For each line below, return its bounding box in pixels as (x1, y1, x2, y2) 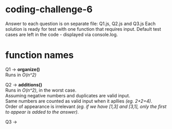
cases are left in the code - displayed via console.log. (5, 31, 118, 37)
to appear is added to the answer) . (5, 109, 79, 115)
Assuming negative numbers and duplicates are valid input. (5, 92, 131, 98)
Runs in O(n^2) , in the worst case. (5, 87, 77, 93)
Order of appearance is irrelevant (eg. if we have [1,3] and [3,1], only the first (5, 103, 167, 110)
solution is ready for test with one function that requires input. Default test (5, 26, 161, 32)
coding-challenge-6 (5, 4, 93, 15)
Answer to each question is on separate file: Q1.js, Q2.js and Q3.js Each (5, 20, 156, 27)
